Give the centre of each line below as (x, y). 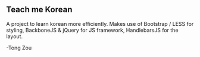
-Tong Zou (19, 48)
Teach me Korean (39, 10)
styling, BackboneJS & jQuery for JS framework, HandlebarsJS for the (92, 30)
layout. (14, 36)
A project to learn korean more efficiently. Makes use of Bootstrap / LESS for (100, 24)
